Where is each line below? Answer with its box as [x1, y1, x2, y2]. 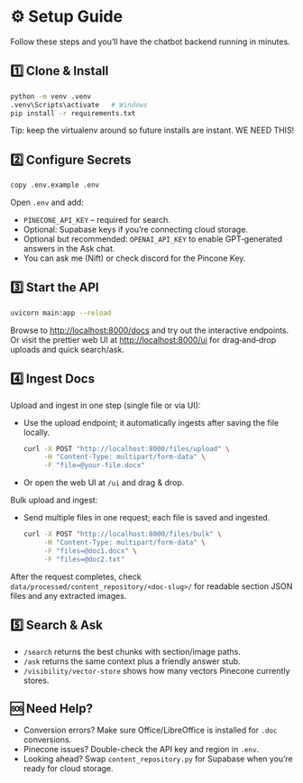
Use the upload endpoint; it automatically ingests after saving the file [23, 417, 279, 428]
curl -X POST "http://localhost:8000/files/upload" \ [23, 444, 230, 453]
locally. [23, 427, 50, 438]
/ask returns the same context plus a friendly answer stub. [23, 656, 242, 667]
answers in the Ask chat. [23, 244, 115, 254]
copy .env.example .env [10, 180, 100, 190]
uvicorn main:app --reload [10, 309, 112, 318]
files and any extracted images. [10, 590, 127, 601]
